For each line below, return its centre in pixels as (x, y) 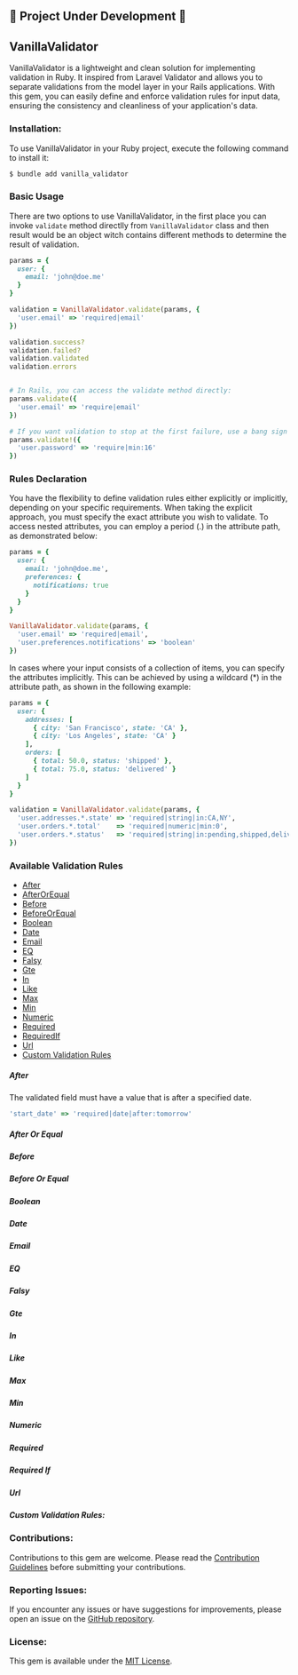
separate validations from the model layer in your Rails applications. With (142, 87)
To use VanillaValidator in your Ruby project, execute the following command (149, 148)
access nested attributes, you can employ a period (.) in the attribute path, (145, 527)
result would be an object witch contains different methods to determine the (148, 234)
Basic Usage (37, 196)
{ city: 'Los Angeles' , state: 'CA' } (104, 736)
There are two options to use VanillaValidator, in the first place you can (138, 216)
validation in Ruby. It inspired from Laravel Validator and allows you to (136, 77)
